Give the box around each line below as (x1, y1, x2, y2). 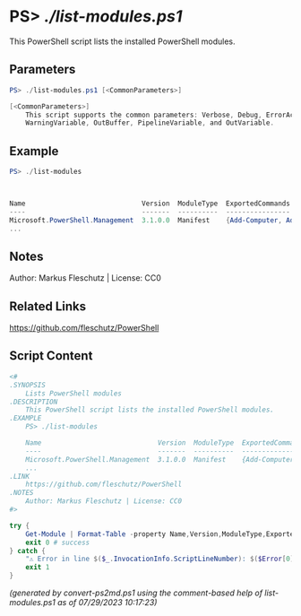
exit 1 (25, 563, 50, 572)
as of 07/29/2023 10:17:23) (56, 597, 158, 607)
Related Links (9, 299, 87, 314)
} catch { (9, 546, 47, 555)
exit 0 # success (25, 538, 90, 547)
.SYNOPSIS (9, 380, 47, 389)
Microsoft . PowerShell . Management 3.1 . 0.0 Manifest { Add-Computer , (9, 215, 282, 225)
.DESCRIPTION (9, 397, 58, 406)
